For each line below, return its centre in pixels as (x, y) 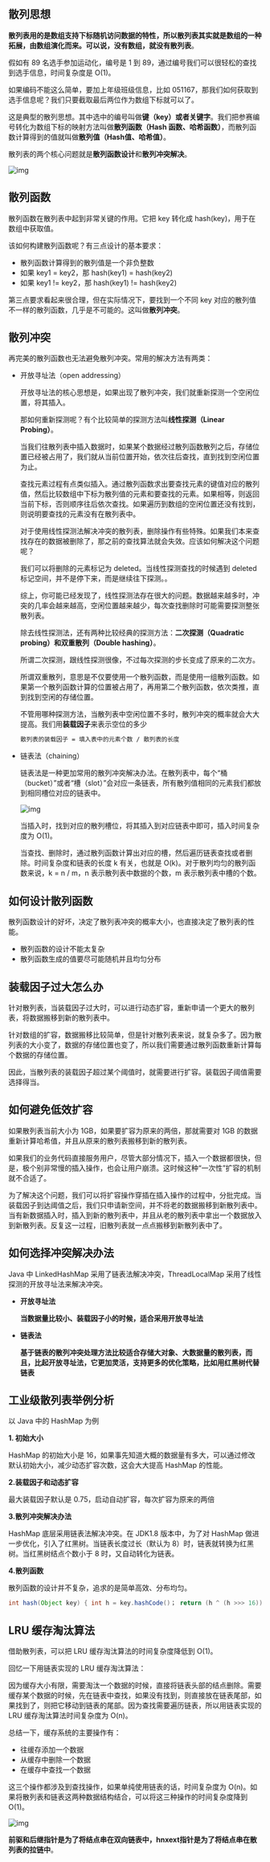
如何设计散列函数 (51, 900)
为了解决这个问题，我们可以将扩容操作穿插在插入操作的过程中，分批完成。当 (135, 1195)
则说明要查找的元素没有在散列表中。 (80, 514)
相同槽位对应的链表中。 (66, 793)
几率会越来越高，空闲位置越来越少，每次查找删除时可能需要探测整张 (147, 606)
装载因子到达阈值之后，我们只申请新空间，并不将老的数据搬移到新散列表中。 (135, 1205)
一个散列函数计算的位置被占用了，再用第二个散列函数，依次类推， (143, 687)
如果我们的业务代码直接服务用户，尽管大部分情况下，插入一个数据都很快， (131, 1157)
